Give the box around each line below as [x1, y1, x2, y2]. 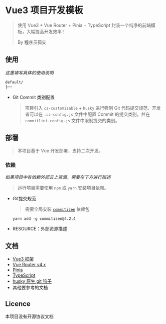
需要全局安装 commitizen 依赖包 [25, 206, 90, 212]
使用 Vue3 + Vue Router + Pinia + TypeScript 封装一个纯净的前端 [17, 22, 151, 28]
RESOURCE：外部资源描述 [12, 225, 67, 231]
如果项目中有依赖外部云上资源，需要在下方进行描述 [5, 174, 111, 180]
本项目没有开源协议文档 [5, 313, 54, 319]
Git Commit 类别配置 [12, 94, 55, 100]
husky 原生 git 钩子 [12, 278, 52, 284]
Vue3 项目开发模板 [5, 5, 83, 16]
